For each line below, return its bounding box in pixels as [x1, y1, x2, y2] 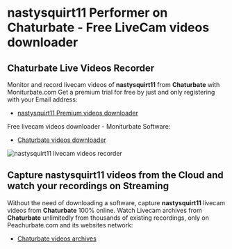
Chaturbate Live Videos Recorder [7, 62, 155, 74]
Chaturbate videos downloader [17, 136, 106, 144]
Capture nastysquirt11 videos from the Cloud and [7, 169, 224, 182]
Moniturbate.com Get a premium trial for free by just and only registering [7, 88, 215, 96]
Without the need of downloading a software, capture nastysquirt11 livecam [7, 198, 226, 207]
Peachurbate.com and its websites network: [7, 220, 133, 229]
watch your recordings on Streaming [7, 180, 169, 192]
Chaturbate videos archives [17, 234, 97, 243]
